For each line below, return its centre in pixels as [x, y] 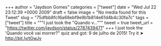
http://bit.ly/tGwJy [23, 38]
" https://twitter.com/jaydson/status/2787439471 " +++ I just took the [74, 28]
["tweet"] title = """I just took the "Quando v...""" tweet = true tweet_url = [79, 23]
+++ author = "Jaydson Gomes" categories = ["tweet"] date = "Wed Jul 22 [81, 7]
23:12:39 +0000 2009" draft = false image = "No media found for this [76, 12]
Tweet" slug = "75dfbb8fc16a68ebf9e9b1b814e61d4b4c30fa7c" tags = [77, 17]
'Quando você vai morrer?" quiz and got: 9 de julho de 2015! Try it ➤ [74, 33]
